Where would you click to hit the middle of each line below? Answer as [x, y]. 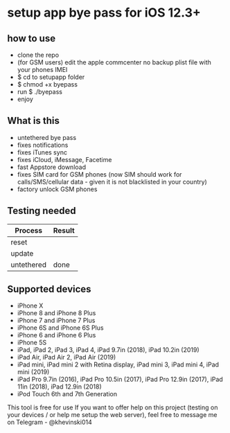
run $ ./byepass [39, 92]
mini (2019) [33, 372]
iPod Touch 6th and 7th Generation [67, 394]
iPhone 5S [32, 343]
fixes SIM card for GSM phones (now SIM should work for [99, 174]
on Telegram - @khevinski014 [50, 422]
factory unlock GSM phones [57, 189]
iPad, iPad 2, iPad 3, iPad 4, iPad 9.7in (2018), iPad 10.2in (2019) [108, 350]
